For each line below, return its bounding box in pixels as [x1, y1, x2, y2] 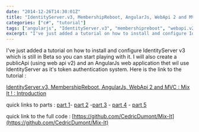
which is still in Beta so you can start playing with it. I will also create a [6, 53, 177, 60]
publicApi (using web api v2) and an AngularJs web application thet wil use [6, 60, 190, 67]
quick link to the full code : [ [6, 113, 74, 120]
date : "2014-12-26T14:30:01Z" [6, 8, 81, 15]
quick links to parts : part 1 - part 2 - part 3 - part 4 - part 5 [6, 101, 147, 108]
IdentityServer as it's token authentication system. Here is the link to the [6, 66, 182, 73]
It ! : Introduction [6, 90, 46, 97]
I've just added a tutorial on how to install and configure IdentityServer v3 [6, 47, 185, 54]
